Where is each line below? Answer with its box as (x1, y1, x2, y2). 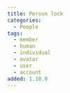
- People (13, 23, 39, 30)
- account (13, 69, 42, 76)
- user (13, 62, 33, 69)
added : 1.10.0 (7, 75, 49, 83)
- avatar (13, 56, 39, 63)
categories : (7, 17, 42, 24)
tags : (7, 29, 23, 37)
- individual (13, 50, 51, 57)
